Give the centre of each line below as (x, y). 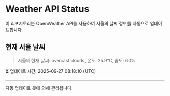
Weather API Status (47, 9)
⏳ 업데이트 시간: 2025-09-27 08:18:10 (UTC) (51, 71)
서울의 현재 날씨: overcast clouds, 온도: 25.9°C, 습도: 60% (76, 60)
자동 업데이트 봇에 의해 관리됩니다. (39, 88)
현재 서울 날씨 (25, 47)
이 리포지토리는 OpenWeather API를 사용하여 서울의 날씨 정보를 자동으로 (77, 23)
